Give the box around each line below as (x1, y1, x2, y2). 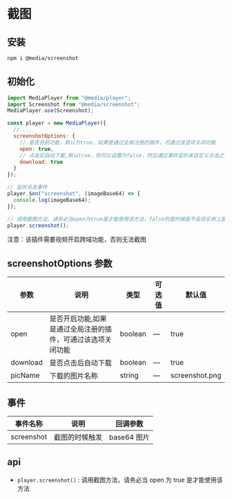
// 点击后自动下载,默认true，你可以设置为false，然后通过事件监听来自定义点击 (19, 152, 220, 159)
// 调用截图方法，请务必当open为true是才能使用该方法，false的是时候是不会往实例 (7, 215, 216, 222)
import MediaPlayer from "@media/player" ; (7, 94, 131, 101)
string (119, 371, 139, 381)
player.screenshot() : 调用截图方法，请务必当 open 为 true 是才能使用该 (17, 475, 223, 484)
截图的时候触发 (54, 433, 103, 442)
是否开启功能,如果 (49, 314, 107, 324)
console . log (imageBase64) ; (13, 197, 91, 203)
